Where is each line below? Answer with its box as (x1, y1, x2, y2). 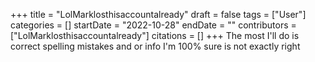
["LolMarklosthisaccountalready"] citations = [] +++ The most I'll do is (10, 30, 300, 41)
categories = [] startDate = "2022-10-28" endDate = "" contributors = (10, 19, 297, 31)
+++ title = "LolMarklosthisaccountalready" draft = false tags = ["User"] (10, 9, 307, 20)
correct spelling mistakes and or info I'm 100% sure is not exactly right (10, 40, 301, 52)
